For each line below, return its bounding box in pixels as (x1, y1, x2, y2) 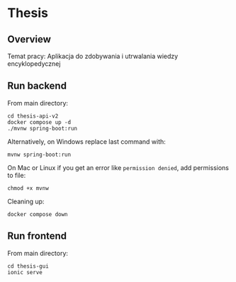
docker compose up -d (7, 118, 72, 125)
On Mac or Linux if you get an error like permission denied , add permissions (7, 163, 229, 171)
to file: (7, 171, 26, 179)
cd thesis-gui (7, 262, 50, 270)
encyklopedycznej (7, 60, 61, 68)
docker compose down (7, 210, 69, 218)
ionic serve (7, 269, 43, 276)
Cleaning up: (7, 197, 45, 205)
